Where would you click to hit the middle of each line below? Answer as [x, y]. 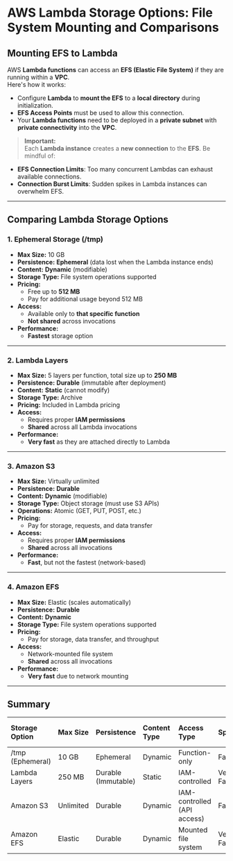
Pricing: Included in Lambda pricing [68, 405]
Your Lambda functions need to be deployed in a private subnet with [117, 120]
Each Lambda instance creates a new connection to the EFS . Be [117, 148]
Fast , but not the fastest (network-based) [87, 562]
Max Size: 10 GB [41, 254]
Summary [29, 704]
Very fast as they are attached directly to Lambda [98, 442]
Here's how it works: [37, 84]
